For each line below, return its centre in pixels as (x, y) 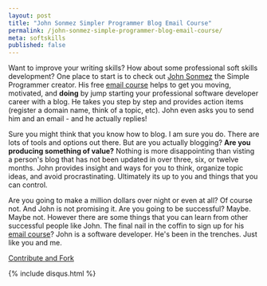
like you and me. (35, 243)
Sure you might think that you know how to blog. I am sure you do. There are (134, 134)
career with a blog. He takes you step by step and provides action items (126, 102)
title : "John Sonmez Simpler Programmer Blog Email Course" (110, 23)
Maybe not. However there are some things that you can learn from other (128, 217)
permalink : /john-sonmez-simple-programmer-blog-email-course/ (116, 30)
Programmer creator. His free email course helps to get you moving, (120, 85)
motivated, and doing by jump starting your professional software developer (133, 93)
